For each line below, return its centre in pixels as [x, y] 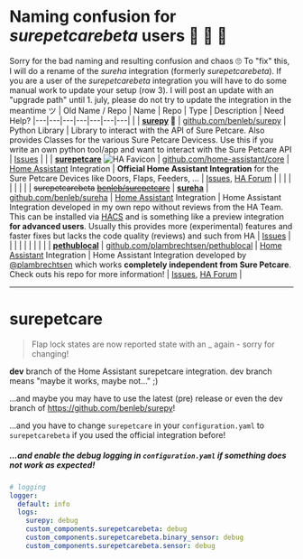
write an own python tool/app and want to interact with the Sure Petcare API [151, 149]
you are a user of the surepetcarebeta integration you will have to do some [148, 80]
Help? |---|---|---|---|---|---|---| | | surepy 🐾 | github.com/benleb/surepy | [148, 120]
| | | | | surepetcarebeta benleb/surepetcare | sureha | [109, 188]
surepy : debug [52, 521]
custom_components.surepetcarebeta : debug [106, 529]
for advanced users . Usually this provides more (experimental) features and [151, 226]
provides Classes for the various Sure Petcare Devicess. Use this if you [142, 140]
